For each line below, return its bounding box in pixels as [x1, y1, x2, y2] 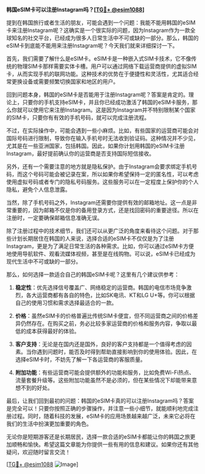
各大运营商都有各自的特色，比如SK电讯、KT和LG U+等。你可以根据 [26, 292, 195, 299]
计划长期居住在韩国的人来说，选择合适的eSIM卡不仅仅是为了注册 [11, 235, 174, 242]
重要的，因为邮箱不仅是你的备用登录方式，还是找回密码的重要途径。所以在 [11, 206, 199, 214]
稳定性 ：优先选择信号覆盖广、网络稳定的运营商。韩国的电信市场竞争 [15, 284, 187, 291]
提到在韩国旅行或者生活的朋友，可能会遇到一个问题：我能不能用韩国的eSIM [6, 19, 196, 26]
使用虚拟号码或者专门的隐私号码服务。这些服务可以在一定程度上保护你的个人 [6, 178, 199, 186]
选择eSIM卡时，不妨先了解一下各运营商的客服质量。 [15, 356, 146, 363]
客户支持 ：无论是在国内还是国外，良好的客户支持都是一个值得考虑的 [15, 340, 187, 348]
